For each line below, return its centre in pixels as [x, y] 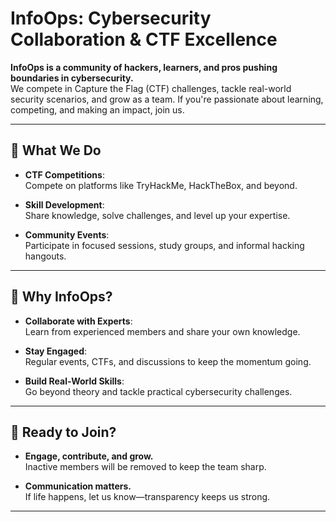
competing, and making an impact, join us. [97, 109]
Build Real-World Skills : [74, 381]
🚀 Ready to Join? [63, 432]
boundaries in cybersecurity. [72, 78]
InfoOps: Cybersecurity [111, 18]
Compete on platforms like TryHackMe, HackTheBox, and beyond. [161, 185]
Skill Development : [64, 204]
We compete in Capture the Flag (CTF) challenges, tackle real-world [151, 88]
